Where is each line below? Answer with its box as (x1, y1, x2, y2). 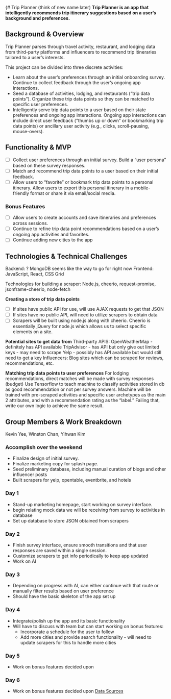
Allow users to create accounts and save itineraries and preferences (12, 214, 157, 221)
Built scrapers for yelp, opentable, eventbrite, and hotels (12, 477, 131, 483)
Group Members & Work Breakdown (5, 417, 122, 426)
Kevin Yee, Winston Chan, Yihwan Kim (5, 431, 86, 437)
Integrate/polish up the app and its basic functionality (12, 617, 125, 624)
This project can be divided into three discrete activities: (5, 64, 124, 70)
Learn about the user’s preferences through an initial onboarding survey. (12, 74, 165, 80)
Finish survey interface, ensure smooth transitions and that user (12, 542, 148, 548)
